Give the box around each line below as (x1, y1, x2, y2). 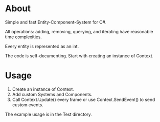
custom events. (12, 101, 44, 108)
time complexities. (5, 34, 42, 40)
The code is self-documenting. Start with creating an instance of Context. (5, 52, 154, 59)
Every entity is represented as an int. (5, 43, 79, 49)
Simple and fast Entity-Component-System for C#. (5, 19, 107, 25)
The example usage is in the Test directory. (5, 111, 92, 117)
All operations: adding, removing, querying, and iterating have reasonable (5, 28, 153, 34)
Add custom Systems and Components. (12, 91, 92, 97)
